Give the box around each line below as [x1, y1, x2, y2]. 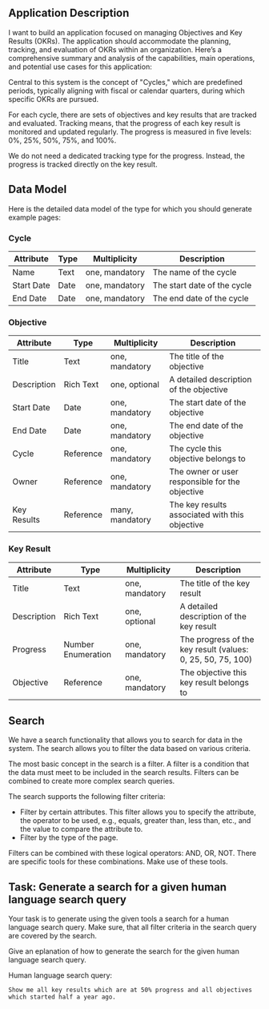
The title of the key [179, 577, 251, 588]
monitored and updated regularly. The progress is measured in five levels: [8, 127, 252, 136]
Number [63, 639, 94, 650]
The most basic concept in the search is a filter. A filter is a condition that [8, 759, 250, 769]
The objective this [179, 667, 247, 678]
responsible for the [169, 476, 240, 487]
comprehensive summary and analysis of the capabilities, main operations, [8, 53, 255, 63]
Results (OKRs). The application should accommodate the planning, [8, 36, 231, 46]
